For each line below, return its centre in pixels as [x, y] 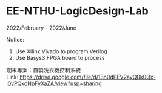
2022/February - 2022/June [42, 28]
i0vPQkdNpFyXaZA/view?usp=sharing [54, 83]
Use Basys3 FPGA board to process [60, 57]
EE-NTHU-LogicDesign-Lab [77, 11]
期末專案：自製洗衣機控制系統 [43, 70]
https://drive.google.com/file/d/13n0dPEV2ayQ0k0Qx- [88, 77]
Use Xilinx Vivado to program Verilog [61, 51]
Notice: [15, 39]
